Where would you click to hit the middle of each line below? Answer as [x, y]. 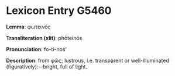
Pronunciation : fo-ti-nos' [37, 49]
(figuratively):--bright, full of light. [47, 66]
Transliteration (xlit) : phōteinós [44, 38]
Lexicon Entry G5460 [59, 11]
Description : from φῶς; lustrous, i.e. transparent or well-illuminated [88, 60]
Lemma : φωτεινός [28, 27]
